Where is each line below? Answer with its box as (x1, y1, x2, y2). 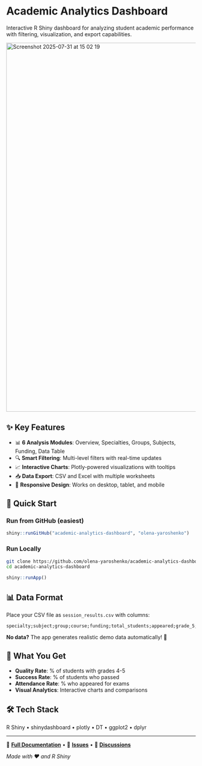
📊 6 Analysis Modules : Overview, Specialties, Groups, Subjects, (14, 439, 176, 446)
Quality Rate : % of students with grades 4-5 (14, 667, 126, 674)
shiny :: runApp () (6, 575, 47, 581)
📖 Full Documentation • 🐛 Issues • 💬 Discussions (6, 741, 131, 748)
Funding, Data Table (14, 447, 65, 455)
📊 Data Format (6, 592, 63, 602)
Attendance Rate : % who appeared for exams (14, 680, 130, 687)
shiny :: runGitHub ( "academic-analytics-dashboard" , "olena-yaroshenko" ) (6, 530, 189, 537)
